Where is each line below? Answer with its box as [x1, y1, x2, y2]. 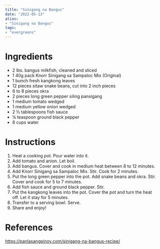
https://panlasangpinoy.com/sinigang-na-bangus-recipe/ [5, 238, 120, 244]
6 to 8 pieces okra [12, 88, 49, 94]
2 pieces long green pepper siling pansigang [12, 93, 103, 99]
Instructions [5, 137, 56, 148]
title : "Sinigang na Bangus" [5, 7, 65, 12]
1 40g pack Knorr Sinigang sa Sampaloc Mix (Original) [12, 72, 121, 78]
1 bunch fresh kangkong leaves [12, 77, 75, 83]
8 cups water [12, 119, 39, 125]
